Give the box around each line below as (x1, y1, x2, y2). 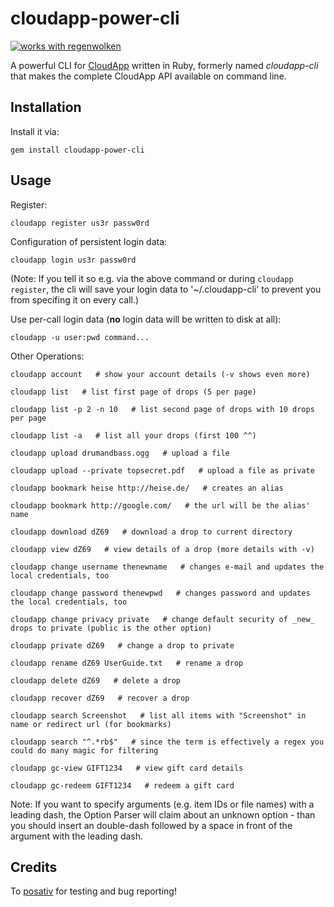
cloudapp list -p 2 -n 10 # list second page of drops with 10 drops (10, 404, 315, 414)
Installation (10, 99, 82, 116)
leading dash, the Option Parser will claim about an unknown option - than (10, 808, 316, 821)
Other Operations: (10, 350, 85, 362)
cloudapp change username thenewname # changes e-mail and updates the (10, 562, 325, 572)
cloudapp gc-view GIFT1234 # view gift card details (10, 763, 244, 773)
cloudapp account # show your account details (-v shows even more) (10, 369, 311, 379)
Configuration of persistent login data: (10, 235, 168, 247)
